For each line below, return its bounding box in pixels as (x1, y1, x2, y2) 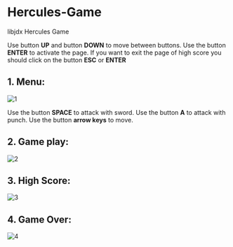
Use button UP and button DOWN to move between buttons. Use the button (7, 41, 226, 49)
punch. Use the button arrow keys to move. (7, 115, 133, 124)
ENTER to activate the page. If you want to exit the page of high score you (7, 48, 222, 57)
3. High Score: (7, 174, 71, 186)
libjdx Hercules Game (7, 27, 69, 36)
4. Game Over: (7, 213, 72, 225)
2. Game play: (7, 136, 69, 148)
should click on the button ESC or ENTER (7, 55, 126, 64)
